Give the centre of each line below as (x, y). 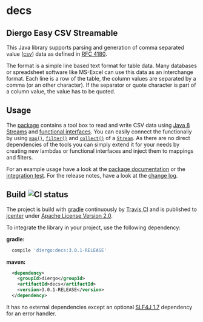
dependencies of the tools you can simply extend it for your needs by (93, 144)
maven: (16, 262)
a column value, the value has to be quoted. (61, 91)
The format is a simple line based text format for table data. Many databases (101, 65)
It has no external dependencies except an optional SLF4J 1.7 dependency (99, 307)
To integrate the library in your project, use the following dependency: (93, 227)
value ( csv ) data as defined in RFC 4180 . (57, 54)
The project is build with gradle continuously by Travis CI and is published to (101, 209)
